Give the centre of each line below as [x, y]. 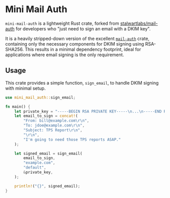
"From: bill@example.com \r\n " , [56, 121]
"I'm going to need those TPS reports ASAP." [72, 140]
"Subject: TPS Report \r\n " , [53, 130]
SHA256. [15, 49]
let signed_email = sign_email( [48, 153]
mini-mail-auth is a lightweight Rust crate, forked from [62, 23]
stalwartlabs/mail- [139, 23]
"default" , [35, 168]
